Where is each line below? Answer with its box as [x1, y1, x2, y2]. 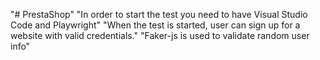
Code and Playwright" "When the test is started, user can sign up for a [10, 19, 301, 31]
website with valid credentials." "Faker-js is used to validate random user [10, 30, 310, 41]
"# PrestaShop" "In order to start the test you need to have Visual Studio [10, 9, 308, 20]
